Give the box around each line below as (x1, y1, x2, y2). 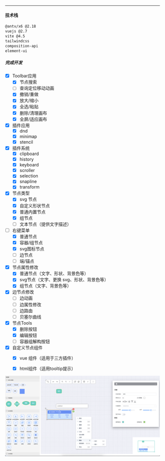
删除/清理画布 (19, 110, 48, 116)
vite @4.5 (5, 34, 26, 39)
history (19, 156, 34, 163)
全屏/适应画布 (19, 116, 48, 122)
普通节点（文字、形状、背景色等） (19, 270, 89, 276)
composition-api (5, 44, 38, 49)
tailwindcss (5, 39, 29, 44)
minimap (19, 133, 37, 139)
